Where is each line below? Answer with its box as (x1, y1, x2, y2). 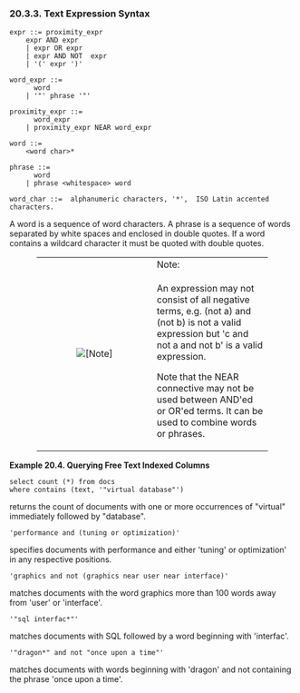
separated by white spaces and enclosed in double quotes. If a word (9, 228, 266, 239)
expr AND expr (25, 35, 79, 45)
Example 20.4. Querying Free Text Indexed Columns (9, 460, 210, 470)
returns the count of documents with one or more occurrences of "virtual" (9, 501, 286, 512)
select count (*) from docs (9, 478, 116, 487)
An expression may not (157, 282, 255, 295)
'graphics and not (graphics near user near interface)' (9, 571, 229, 581)
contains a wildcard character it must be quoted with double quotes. (9, 238, 265, 249)
